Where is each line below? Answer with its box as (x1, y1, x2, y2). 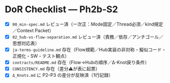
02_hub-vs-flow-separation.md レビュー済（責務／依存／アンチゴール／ (12, 34, 164, 40)
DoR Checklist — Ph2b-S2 (5, 4, 119, 15)
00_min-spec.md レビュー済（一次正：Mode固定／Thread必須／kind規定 (12, 21, 163, 27)
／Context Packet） (12, 27, 54, 34)
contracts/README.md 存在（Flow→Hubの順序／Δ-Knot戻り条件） (12, 60, 149, 66)
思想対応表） (12, 40, 40, 46)
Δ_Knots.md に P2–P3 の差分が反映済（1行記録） (12, 72, 114, 78)
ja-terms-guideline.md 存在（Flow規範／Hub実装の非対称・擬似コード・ (12, 47, 166, 53)
